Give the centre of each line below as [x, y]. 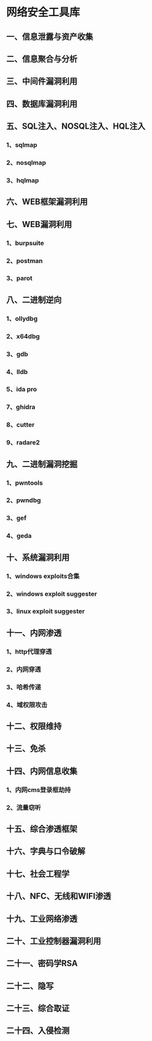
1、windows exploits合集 [43, 576]
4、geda [19, 536]
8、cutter [20, 425]
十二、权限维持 [34, 726]
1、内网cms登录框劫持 [38, 790]
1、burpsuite [25, 243]
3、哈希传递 [24, 687]
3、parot [20, 279]
